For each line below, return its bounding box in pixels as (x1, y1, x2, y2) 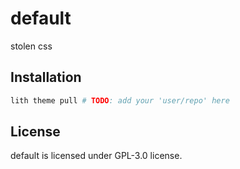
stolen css (10, 40, 53, 52)
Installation (10, 69, 82, 86)
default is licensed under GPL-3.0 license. (10, 150, 183, 162)
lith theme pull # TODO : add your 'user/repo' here (10, 95, 230, 106)
